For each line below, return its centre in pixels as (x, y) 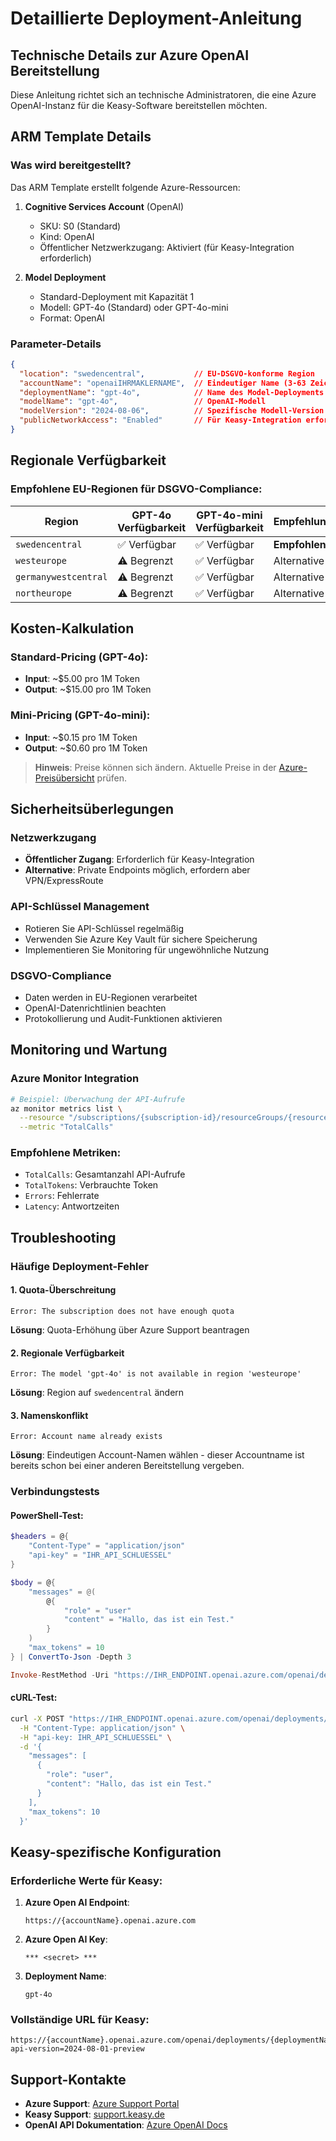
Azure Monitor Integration (75, 1079)
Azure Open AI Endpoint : (77, 1903)
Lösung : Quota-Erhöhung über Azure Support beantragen (130, 1329)
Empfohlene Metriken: (66, 1153)
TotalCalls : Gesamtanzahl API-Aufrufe (105, 1174)
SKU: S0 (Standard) (80, 226)
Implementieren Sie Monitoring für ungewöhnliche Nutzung (147, 949)
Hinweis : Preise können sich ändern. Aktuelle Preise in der (155, 767)
